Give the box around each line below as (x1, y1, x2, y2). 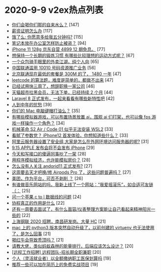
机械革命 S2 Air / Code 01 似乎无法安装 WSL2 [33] (11, 126, 113, 132)
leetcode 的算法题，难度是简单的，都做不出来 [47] (11, 77, 114, 83)
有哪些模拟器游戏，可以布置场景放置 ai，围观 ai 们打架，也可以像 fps (11, 114, 151, 120)
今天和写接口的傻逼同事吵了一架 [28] (11, 151, 86, 156)
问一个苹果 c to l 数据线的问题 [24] (11, 194, 81, 200)
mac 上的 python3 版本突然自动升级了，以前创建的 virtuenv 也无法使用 (11, 224, 155, 230)
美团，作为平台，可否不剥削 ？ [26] (11, 175, 83, 181)
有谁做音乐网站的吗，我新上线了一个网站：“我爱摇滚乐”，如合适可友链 (11, 181, 154, 187)
